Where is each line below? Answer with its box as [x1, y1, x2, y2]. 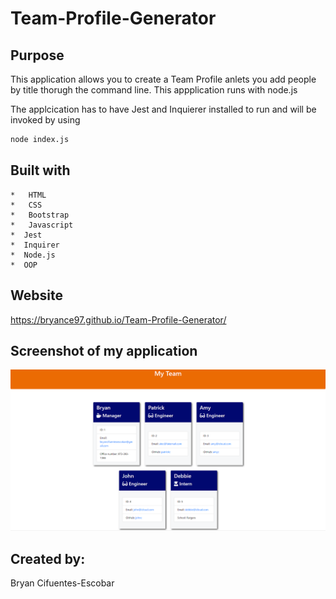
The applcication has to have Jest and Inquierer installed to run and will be [10, 103, 317, 115]
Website [10, 287, 63, 304]
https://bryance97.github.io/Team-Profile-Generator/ [10, 313, 227, 326]
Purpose [10, 47, 65, 64]
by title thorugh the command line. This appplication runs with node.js [10, 84, 298, 96]
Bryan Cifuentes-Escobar [10, 577, 115, 589]
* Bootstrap [10, 210, 70, 220]
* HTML [10, 190, 47, 200]
